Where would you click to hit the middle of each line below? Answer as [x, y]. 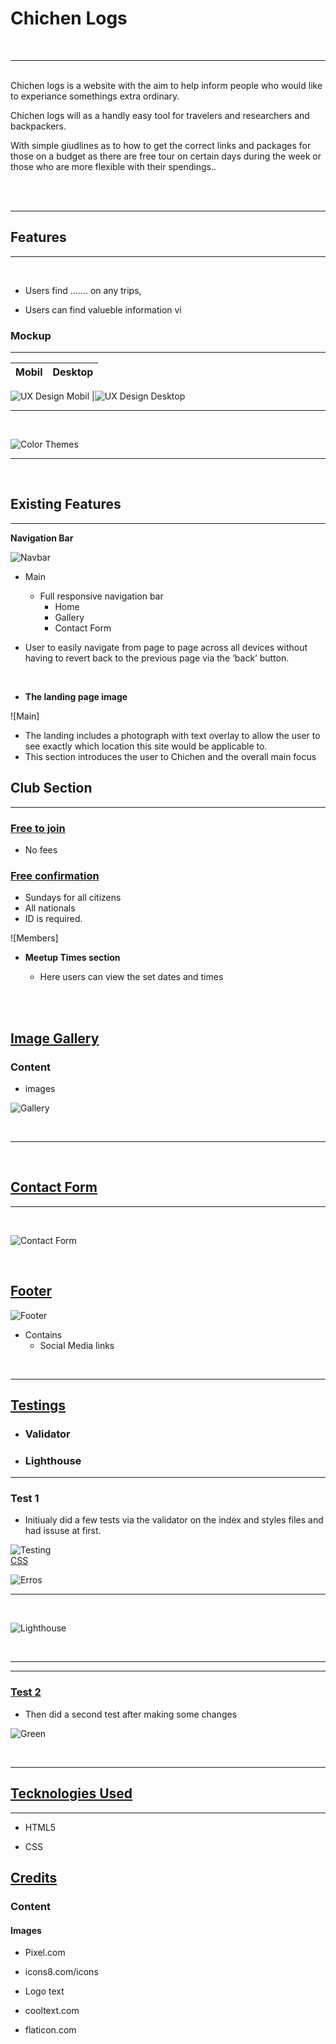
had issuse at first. [63, 1531]
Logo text [44, 1991]
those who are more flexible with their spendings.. [113, 166]
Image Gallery [55, 1038]
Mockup [31, 335]
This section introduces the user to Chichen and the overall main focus [170, 756]
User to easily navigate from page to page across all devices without [166, 647]
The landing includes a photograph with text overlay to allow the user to [172, 735]
